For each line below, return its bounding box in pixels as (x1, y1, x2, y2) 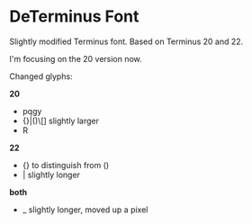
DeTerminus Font (9, 6, 139, 27)
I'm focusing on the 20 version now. (9, 53, 142, 64)
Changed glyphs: (9, 70, 74, 82)
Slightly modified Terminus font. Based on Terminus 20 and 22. (9, 36, 244, 47)
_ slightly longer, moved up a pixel (22, 204, 148, 215)
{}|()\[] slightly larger (22, 115, 99, 126)
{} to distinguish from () (22, 159, 110, 170)
